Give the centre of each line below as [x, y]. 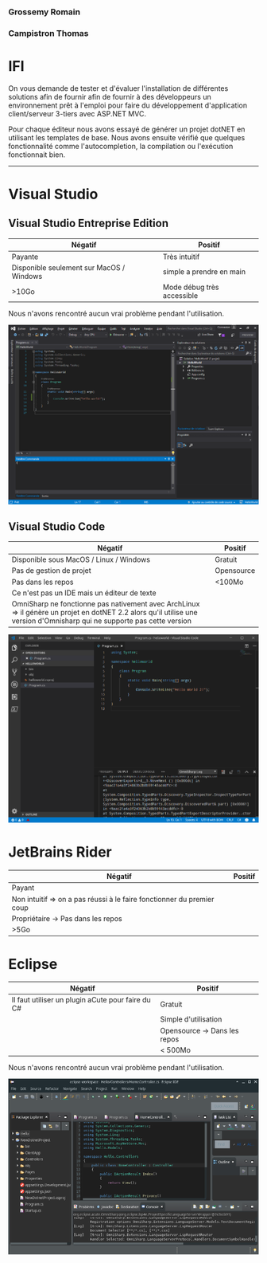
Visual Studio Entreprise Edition [89, 224]
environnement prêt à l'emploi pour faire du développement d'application [128, 105]
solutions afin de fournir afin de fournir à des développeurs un [110, 96]
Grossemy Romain [44, 12]
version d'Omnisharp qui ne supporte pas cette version [102, 621]
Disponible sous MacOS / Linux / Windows [81, 559]
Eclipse [33, 964]
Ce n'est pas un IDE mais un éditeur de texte [84, 593]
